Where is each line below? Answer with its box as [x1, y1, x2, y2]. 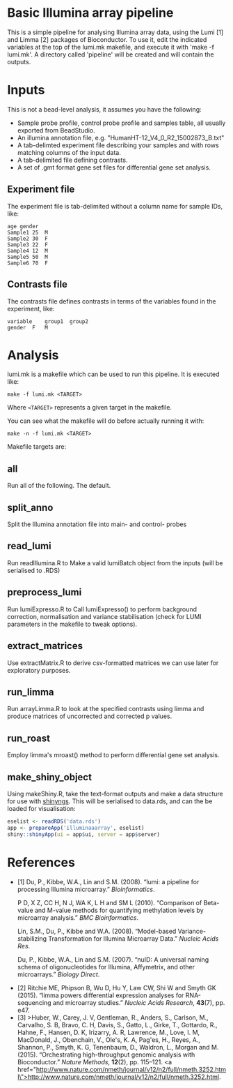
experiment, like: [7, 304, 55, 313]
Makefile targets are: [7, 442, 67, 451]
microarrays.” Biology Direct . [17, 970, 100, 978]
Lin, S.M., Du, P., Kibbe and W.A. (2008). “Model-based [17, 927, 177, 935]
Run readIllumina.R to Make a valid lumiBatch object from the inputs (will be [7, 558, 223, 567]
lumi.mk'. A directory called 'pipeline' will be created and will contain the [7, 50, 214, 59]
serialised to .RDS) [7, 566, 61, 574]
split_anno [7, 501, 54, 514]
